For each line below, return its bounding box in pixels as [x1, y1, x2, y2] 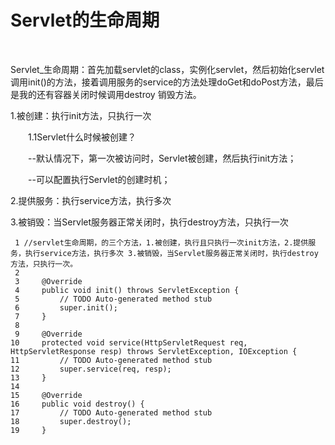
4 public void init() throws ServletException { [14, 285, 240, 295]
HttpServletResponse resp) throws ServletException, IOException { [10, 346, 298, 356]
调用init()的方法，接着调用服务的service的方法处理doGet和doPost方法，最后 [10, 76, 324, 88]
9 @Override [14, 329, 83, 339]
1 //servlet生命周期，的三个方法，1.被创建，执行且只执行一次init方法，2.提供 [14, 237, 309, 248]
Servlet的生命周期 [10, 9, 160, 32]
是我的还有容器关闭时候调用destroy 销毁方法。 [10, 88, 202, 100]
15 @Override [10, 390, 83, 400]
